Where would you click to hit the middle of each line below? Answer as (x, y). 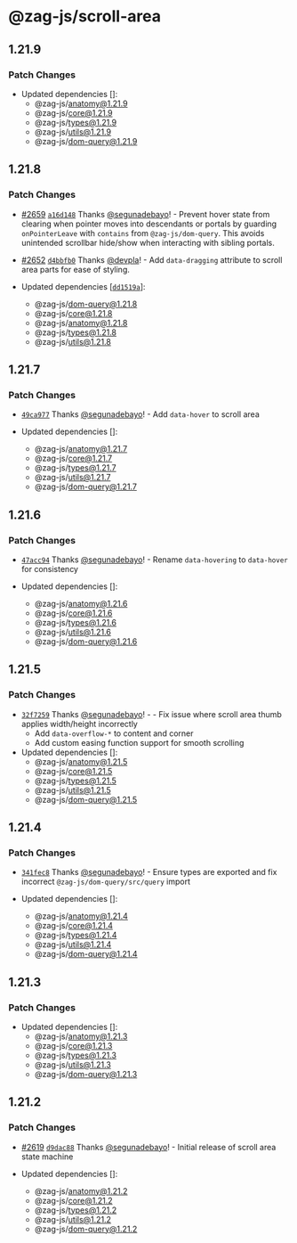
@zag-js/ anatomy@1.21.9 (81, 103)
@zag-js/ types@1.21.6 (76, 622)
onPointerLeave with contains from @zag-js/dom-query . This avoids (143, 233)
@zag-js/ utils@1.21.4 (73, 945)
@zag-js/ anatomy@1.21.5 (81, 761)
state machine (47, 1157)
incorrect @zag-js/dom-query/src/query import (105, 882)
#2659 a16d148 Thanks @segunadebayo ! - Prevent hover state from (145, 214)
